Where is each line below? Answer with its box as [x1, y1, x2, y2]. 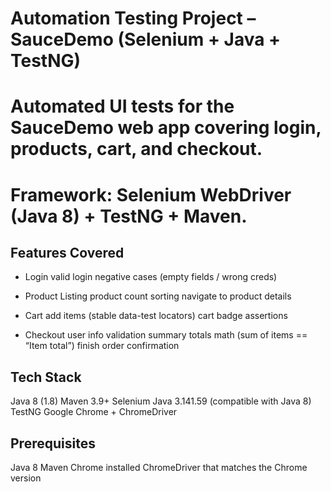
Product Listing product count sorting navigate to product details [24, 290, 292, 302]
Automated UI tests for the [10, 95, 235, 118]
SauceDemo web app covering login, [10, 117, 322, 139]
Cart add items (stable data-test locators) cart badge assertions [24, 310, 288, 322]
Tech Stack [10, 368, 82, 386]
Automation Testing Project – [10, 7, 257, 30]
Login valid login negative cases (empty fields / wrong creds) [24, 271, 278, 283]
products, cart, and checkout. [10, 138, 263, 161]
